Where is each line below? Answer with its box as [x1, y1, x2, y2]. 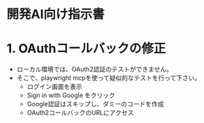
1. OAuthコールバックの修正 [6, 41, 166, 56]
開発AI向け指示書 [6, 6, 105, 22]
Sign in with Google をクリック [26, 91, 116, 99]
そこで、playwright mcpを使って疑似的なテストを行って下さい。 [16, 74, 201, 82]
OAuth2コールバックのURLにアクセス [26, 108, 134, 117]
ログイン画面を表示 [26, 83, 83, 91]
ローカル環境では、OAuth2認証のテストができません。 [16, 65, 173, 74]
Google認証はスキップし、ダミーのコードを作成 [26, 100, 164, 108]
